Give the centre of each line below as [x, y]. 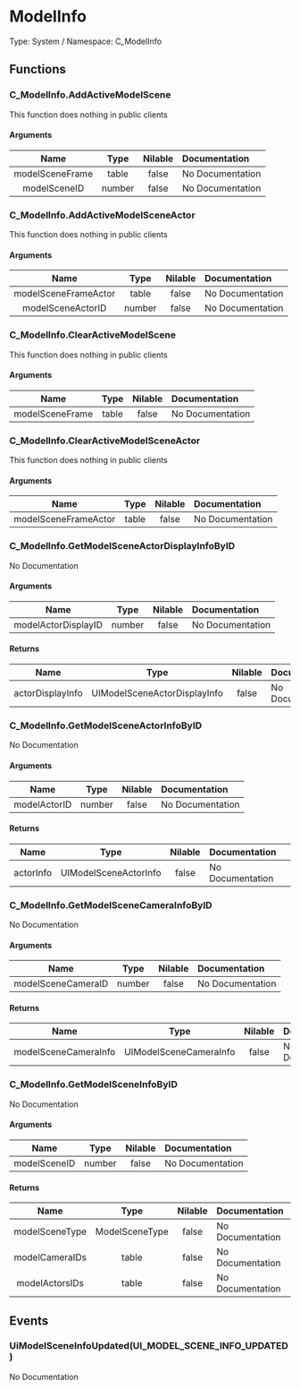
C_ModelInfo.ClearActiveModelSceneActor [105, 441]
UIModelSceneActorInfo [111, 872]
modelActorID [43, 804]
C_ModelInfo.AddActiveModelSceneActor [102, 215]
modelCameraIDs [50, 1257]
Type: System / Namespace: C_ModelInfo [86, 41]
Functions [38, 69]
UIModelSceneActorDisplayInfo [157, 693]
